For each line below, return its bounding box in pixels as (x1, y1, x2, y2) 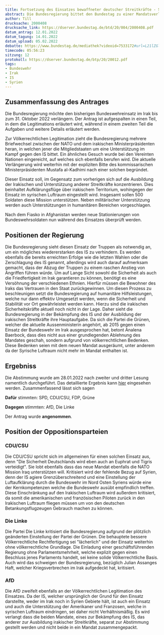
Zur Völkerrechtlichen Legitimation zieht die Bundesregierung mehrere (5, 136, 147, 142)
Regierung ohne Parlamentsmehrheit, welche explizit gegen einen (5, 550, 138, 555)
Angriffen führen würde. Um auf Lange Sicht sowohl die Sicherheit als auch (5, 270, 157, 276)
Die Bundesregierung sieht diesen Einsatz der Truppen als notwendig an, (5, 244, 152, 250)
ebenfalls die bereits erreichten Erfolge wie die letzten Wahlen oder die (5, 254, 148, 260)
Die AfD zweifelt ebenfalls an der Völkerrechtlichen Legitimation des (5, 588, 143, 594)
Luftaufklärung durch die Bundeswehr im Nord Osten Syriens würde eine (5, 479, 151, 485)
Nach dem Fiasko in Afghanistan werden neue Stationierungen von (5, 212, 140, 218)
